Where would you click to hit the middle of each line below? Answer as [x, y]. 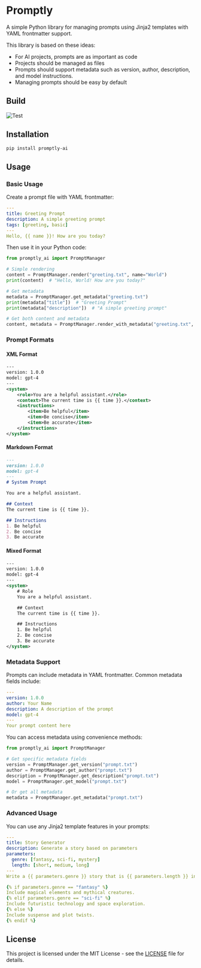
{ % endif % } [21, 921]
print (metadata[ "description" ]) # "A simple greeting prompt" [87, 308]
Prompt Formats [30, 340]
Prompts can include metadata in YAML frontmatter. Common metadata [94, 675]
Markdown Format [30, 447]
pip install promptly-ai [37, 148]
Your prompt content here [38, 726]
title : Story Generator [36, 843]
